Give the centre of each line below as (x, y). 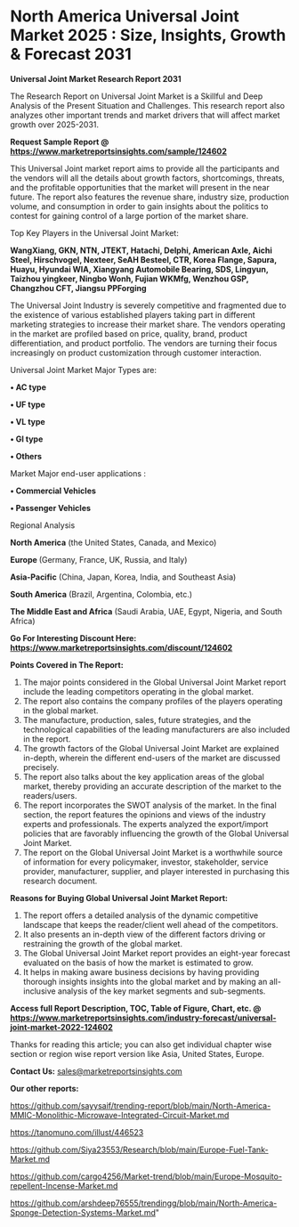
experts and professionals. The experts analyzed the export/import (145, 824)
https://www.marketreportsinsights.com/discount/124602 (121, 647)
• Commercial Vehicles (53, 491)
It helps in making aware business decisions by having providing (141, 971)
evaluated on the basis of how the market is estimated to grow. (138, 963)
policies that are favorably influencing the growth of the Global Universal (156, 833)
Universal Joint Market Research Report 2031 (96, 78)
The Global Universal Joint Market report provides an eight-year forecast (157, 953)
